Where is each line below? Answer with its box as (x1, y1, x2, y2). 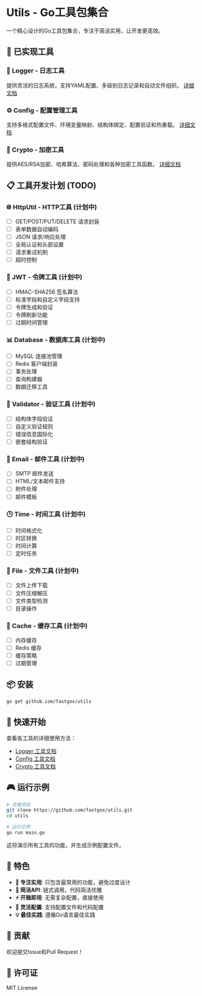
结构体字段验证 (15, 415, 53, 422)
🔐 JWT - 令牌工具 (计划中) (6, 273, 83, 281)
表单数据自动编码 (15, 225, 59, 232)
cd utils (6, 813, 29, 819)
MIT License (6, 984, 38, 992)
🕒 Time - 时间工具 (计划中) (6, 510, 86, 518)
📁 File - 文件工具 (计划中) (6, 567, 79, 575)
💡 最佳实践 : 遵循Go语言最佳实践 (15, 911, 95, 918)
